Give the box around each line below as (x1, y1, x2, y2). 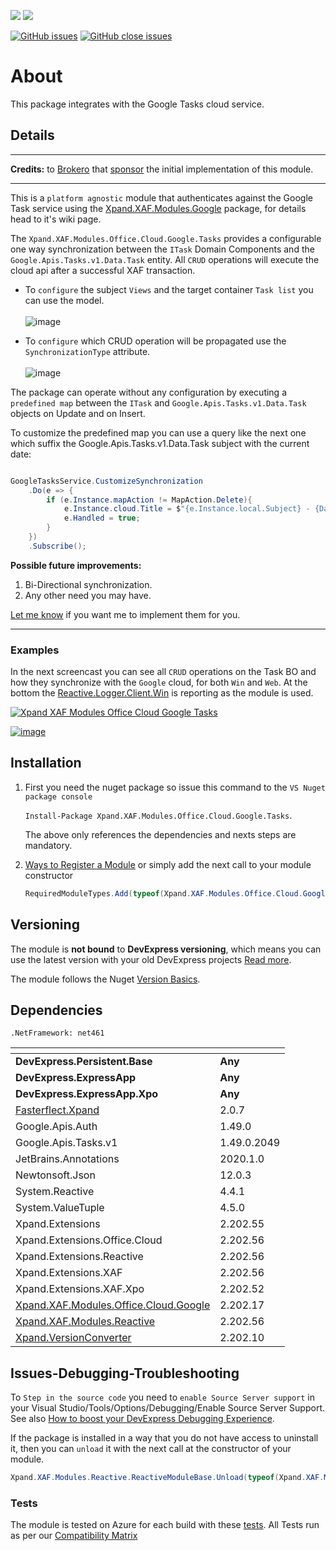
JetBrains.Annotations (15, 1152, 120, 1166)
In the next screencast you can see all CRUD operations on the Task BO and (10, 666, 317, 678)
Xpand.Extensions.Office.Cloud (15, 1233, 163, 1247)
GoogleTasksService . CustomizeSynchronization (10, 476, 203, 486)
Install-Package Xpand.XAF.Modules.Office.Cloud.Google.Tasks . (24, 809, 293, 821)
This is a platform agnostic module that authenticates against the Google (10, 191, 313, 204)
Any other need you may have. (24, 589, 152, 601)
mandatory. (24, 839, 73, 851)
